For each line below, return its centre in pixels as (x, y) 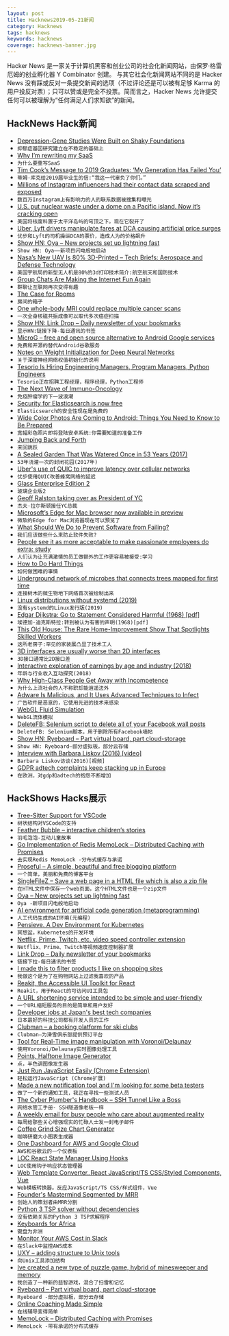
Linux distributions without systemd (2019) (77, 600)
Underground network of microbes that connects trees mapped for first (118, 578)
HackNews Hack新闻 (52, 124)
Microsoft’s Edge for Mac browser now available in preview (100, 513)
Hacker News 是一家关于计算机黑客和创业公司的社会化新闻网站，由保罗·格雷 (114, 66)
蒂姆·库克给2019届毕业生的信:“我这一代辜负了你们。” (81, 178)
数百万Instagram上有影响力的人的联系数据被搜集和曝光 (84, 200)
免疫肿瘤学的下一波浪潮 (45, 396)
